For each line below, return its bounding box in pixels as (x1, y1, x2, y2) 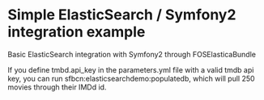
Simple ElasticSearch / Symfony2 (7, 6, 236, 24)
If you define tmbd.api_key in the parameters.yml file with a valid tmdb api (7, 65, 254, 74)
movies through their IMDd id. (7, 82, 107, 92)
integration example (7, 23, 146, 41)
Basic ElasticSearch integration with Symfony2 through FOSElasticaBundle (7, 49, 257, 59)
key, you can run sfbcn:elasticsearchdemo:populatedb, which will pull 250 (7, 73, 256, 83)
